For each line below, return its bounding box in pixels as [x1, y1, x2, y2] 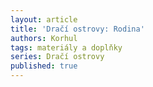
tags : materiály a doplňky [10, 42, 123, 53]
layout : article [10, 14, 78, 25]
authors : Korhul [10, 33, 78, 43]
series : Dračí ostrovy [10, 52, 105, 62]
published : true [10, 61, 78, 71]
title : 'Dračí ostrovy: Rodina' [10, 24, 145, 34]
